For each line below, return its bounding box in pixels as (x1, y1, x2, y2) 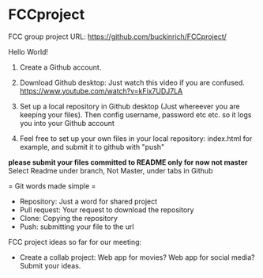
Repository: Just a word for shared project (19, 196, 158, 206)
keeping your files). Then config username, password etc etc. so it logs (19, 109, 252, 120)
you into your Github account (19, 118, 115, 128)
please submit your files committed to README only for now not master (8, 157, 248, 167)
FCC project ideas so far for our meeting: (8, 237, 142, 246)
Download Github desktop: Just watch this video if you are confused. (19, 78, 245, 87)
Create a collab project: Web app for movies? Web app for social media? (19, 252, 255, 262)
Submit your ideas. (19, 261, 81, 270)
